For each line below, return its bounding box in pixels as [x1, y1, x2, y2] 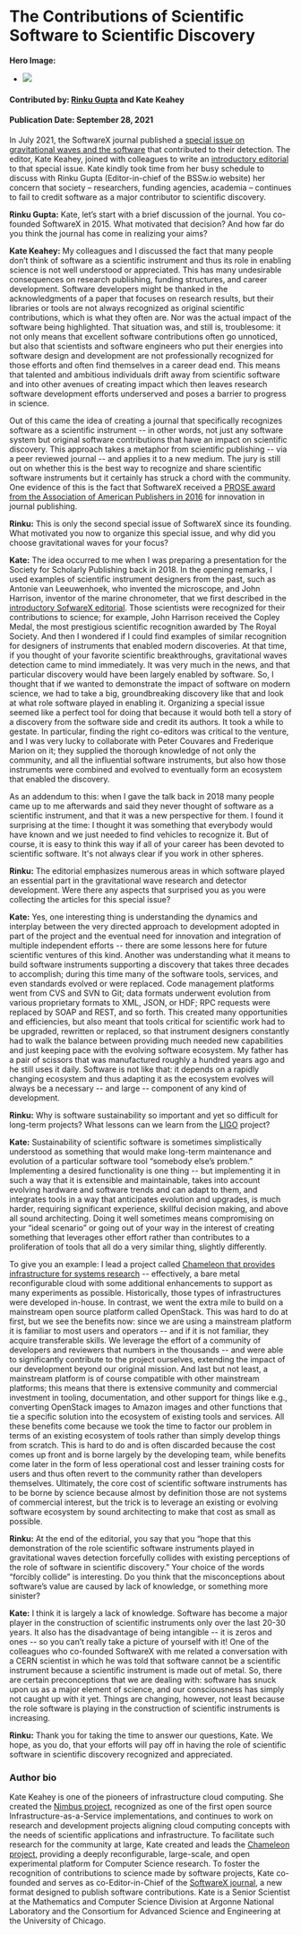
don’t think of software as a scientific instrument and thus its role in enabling [9, 255, 292, 265]
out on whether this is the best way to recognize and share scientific [9, 462, 262, 473]
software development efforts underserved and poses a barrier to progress [9, 388, 287, 399]
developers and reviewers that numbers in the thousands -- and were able [9, 1344, 284, 1355]
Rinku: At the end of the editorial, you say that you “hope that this [9, 1533, 252, 1543]
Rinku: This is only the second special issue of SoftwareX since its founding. [9, 518, 292, 529]
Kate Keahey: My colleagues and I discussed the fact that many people [9, 245, 274, 256]
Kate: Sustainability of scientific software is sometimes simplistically [9, 1136, 262, 1147]
